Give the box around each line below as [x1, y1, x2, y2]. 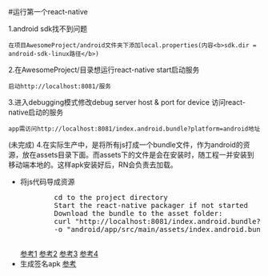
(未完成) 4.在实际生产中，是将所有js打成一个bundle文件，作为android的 [8, 140, 243, 150]
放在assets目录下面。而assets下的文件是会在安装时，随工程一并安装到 [22, 150, 254, 159]
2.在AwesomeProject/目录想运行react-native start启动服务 [8, 65, 200, 74]
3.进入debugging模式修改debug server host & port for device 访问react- [8, 98, 246, 106]
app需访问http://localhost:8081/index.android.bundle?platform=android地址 [8, 125, 261, 133]
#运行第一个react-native [8, 7, 88, 16]
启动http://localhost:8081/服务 [8, 82, 112, 90]
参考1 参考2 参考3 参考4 [19, 249, 98, 258]
